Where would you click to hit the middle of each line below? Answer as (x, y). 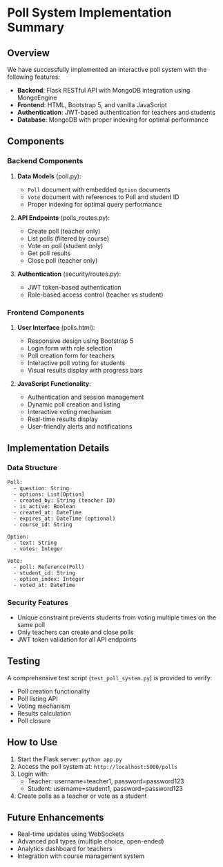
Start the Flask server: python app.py (69, 759)
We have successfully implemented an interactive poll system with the (107, 69)
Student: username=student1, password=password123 (105, 788)
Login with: (33, 774)
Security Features (38, 602)
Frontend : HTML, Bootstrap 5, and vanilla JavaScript (92, 105)
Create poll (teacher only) (64, 231)
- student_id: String (45, 573)
